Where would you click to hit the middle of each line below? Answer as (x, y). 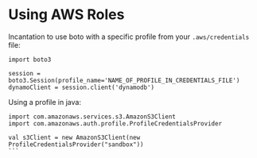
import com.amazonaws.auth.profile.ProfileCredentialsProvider (115, 123)
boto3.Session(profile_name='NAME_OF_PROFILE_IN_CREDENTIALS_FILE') (124, 80)
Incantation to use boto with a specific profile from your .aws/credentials (129, 37)
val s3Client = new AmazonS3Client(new (74, 137)
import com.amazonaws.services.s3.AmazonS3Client (92, 117)
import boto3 (30, 60)
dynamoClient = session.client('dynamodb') (82, 87)
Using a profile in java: (45, 102)
